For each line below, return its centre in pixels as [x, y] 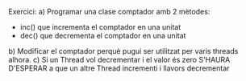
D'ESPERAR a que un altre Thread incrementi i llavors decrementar [119, 68]
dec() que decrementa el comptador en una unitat [103, 36]
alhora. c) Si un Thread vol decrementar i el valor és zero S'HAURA [119, 60]
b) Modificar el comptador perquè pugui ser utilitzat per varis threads [123, 51]
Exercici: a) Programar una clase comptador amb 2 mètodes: [109, 12]
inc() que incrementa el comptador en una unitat [100, 27]
